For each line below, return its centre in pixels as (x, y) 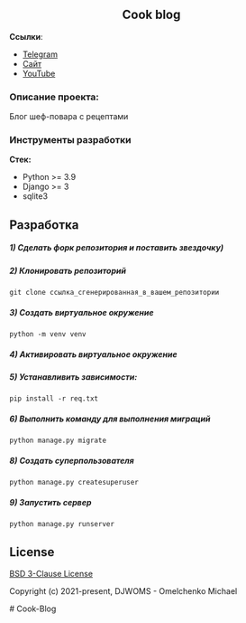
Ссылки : (26, 36)
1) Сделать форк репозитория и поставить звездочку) (117, 248)
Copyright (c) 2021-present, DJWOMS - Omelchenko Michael (123, 591)
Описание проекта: (54, 97)
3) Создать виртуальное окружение (82, 312)
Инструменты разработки (70, 140)
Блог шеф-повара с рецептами (69, 117)
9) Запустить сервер (50, 502)
